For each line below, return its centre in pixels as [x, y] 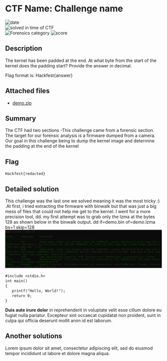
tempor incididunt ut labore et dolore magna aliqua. [58, 353]
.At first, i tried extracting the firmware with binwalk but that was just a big [81, 206]
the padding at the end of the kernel [42, 146]
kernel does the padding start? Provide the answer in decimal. [69, 65]
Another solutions [34, 336]
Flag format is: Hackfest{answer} [39, 75]
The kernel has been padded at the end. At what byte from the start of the [81, 60]
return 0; [22, 296]
